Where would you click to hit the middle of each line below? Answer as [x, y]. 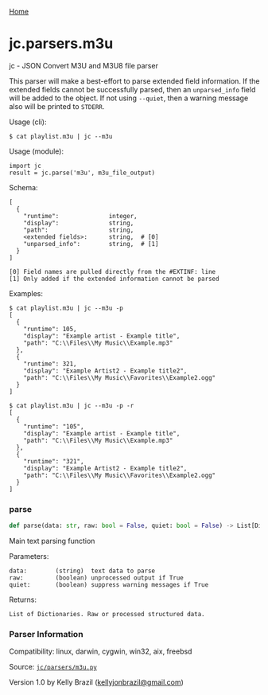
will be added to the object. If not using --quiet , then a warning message [129, 98]
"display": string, [79, 223]
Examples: [26, 293]
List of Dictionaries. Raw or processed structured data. [107, 615]
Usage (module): [37, 151]
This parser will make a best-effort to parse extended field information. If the [135, 81]
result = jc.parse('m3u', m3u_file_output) [82, 173]
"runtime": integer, [80, 216]
